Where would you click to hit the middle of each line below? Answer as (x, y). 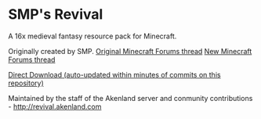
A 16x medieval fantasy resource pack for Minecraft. (92, 36)
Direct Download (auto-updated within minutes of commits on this (114, 74)
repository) (26, 83)
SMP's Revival (56, 14)
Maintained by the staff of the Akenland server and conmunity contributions (130, 98)
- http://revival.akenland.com (55, 106)
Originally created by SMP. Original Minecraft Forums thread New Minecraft (130, 51)
